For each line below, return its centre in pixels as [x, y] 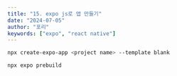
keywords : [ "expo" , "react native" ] [61, 33]
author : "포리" [28, 27]
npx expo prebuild [34, 65]
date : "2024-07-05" [36, 20]
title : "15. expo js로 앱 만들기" [55, 14]
